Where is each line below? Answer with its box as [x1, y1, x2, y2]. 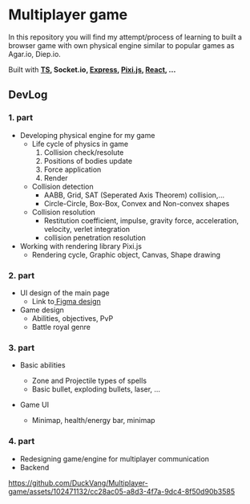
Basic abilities [19, 360, 66, 370]
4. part [8, 436, 35, 447]
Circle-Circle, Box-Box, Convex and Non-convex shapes [43, 198, 230, 208]
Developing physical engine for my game [19, 130, 155, 140]
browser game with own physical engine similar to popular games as [8, 40, 235, 50]
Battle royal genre [31, 322, 91, 331]
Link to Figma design [31, 296, 102, 306]
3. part [8, 342, 34, 353]
